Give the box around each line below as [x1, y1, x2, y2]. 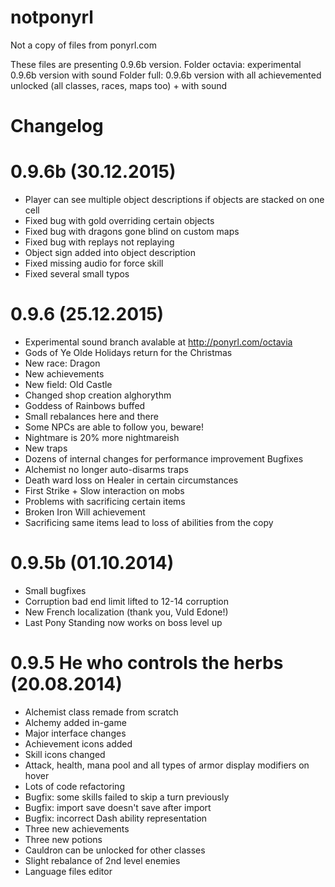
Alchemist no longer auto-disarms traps [24, 464, 189, 475]
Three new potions [24, 833, 103, 845]
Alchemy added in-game [24, 716, 127, 728]
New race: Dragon [24, 357, 101, 369]
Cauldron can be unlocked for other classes [24, 844, 206, 856]
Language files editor [24, 865, 113, 877]
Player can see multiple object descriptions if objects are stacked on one [24, 194, 325, 206]
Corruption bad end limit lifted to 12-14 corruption [24, 595, 229, 607]
